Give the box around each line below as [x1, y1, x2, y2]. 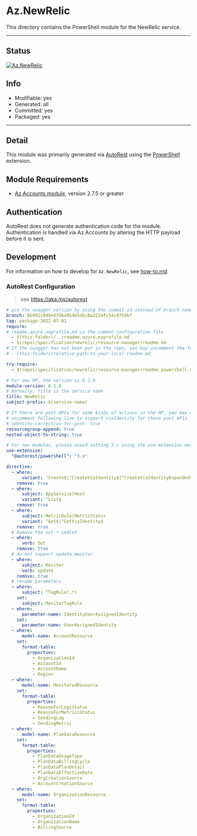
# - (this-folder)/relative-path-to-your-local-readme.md [6, 351, 151, 357]
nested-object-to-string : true [6, 432, 83, 438]
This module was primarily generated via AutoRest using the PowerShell [6, 151, 181, 158]
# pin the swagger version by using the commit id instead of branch [6, 307, 180, 313]
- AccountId [32, 660, 62, 666]
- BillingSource [32, 824, 72, 830]
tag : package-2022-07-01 [6, 318, 67, 324]
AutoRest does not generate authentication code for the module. [6, 223, 162, 230]
